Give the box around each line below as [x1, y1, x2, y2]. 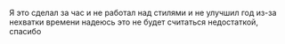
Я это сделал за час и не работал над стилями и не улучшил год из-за [9, 8, 277, 18]
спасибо [9, 26, 42, 36]
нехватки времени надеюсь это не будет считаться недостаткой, [9, 17, 258, 27]
